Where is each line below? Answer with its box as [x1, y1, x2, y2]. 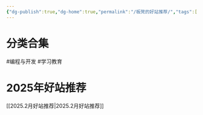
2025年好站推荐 [6, 81, 86, 95]
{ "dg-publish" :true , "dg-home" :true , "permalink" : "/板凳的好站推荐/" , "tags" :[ [6, 8, 198, 15]
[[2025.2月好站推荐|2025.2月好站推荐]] [6, 102, 104, 109]
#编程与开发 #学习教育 [6, 58, 62, 65]
